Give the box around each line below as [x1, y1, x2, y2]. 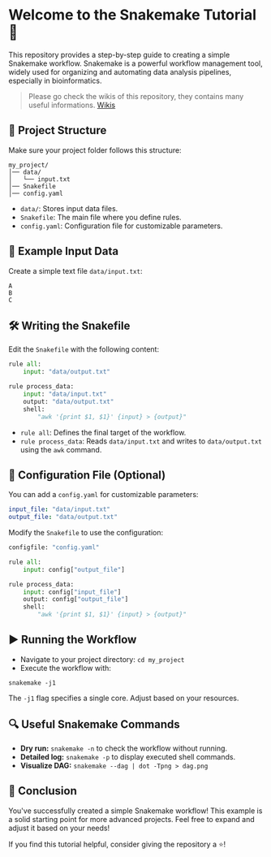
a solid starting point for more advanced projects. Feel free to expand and [8, 814, 255, 824]
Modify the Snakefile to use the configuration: [8, 528, 164, 538]
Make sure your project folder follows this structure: [8, 145, 182, 155]
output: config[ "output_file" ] [23, 595, 129, 604]
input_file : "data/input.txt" [8, 505, 111, 513]
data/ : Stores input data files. [19, 203, 118, 213]
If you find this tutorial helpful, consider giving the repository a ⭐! [8, 839, 226, 849]
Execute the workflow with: [19, 663, 112, 673]
